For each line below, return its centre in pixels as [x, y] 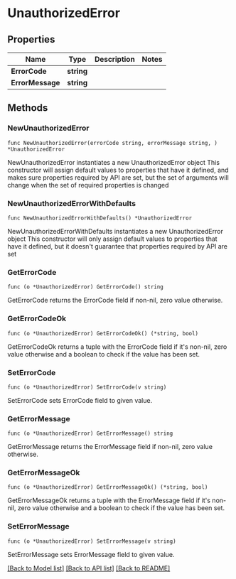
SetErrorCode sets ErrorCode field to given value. [80, 400]
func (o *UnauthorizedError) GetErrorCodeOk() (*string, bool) [103, 333]
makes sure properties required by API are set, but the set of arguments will [118, 177]
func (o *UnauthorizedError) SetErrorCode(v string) [87, 387]
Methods [28, 108]
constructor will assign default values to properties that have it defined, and [118, 170]
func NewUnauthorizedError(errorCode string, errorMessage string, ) [113, 143]
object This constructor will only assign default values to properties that [113, 239]
